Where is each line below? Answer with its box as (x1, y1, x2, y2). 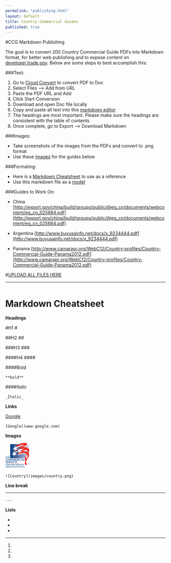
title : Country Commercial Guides (5, 19, 79, 24)
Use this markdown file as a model (12, 179, 85, 185)
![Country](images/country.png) (5, 474, 74, 479)
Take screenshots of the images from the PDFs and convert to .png (12, 143, 154, 149)
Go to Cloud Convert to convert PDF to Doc (12, 80, 104, 86)
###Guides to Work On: (5, 189, 55, 195)
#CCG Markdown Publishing (5, 39, 65, 45)
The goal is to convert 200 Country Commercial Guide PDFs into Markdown (5, 49, 164, 55)
